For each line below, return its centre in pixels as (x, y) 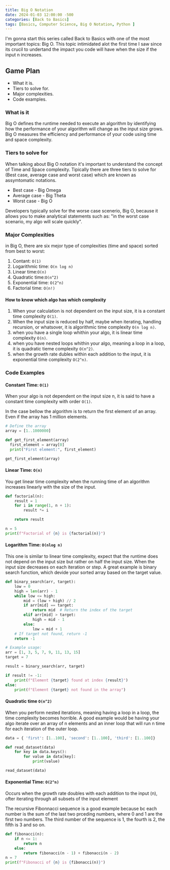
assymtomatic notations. (31, 180)
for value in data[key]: (50, 757)
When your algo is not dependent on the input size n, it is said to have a (80, 396)
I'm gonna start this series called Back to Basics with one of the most (77, 39)
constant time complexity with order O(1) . (49, 402)
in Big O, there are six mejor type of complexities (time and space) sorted (82, 246)
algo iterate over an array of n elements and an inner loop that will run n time (85, 723)
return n (33, 844)
